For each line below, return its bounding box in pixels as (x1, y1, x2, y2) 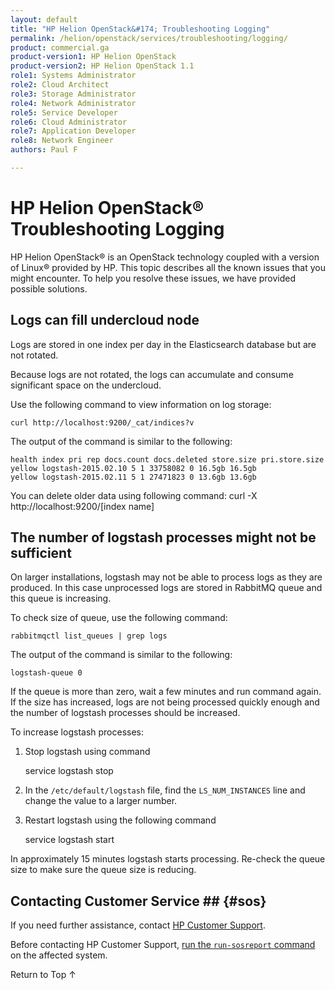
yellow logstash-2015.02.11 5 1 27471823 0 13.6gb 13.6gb (10, 472, 257, 482)
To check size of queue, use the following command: (10, 612, 228, 624)
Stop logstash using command (24, 746, 151, 758)
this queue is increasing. (10, 592, 112, 605)
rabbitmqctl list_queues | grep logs (10, 631, 168, 641)
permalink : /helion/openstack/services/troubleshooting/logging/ (10, 33, 288, 43)
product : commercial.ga (10, 42, 110, 53)
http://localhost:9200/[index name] (10, 500, 155, 512)
